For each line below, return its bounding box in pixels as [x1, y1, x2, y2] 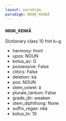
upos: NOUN [12, 53, 39, 59]
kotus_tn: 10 [12, 111, 37, 117]
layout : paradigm [5, 7, 41, 12]
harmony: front [12, 47, 43, 53]
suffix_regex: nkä [12, 105, 48, 111]
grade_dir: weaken [12, 95, 51, 101]
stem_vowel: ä [12, 84, 41, 90]
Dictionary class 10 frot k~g [5, 38, 61, 44]
